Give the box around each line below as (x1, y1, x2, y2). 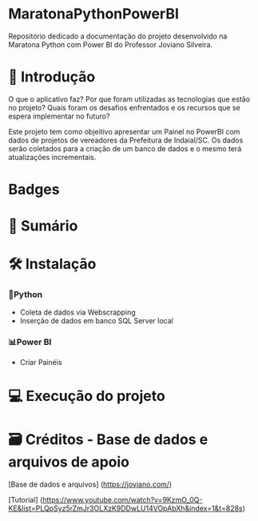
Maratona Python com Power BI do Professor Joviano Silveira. (8, 39, 213, 49)
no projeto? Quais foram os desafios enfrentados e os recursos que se (8, 102, 241, 112)
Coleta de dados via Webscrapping (19, 307, 136, 317)
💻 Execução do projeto (8, 387, 165, 405)
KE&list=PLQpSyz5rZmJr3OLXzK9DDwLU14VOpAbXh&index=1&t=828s (8, 503, 243, 513)
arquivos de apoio (8, 453, 130, 471)
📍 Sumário (8, 217, 78, 235)
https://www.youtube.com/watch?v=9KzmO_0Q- (42, 495, 203, 505)
